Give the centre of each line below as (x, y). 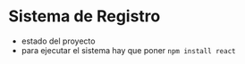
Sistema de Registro (84, 16)
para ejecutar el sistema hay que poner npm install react (128, 50)
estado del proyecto (58, 41)
